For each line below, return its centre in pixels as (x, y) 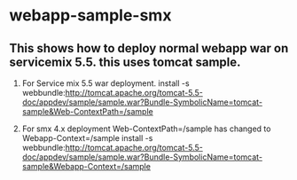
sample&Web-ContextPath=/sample (87, 111)
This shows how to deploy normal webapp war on (149, 48)
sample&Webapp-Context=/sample (86, 166)
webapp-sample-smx (90, 16)
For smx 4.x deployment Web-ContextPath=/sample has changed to (146, 129)
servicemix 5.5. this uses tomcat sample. (125, 62)
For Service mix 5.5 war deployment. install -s (106, 83)
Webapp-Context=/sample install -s (87, 138)
